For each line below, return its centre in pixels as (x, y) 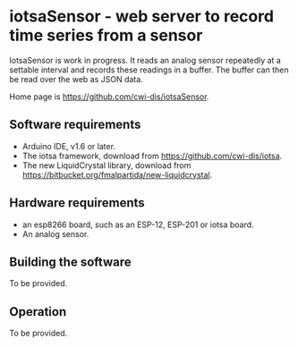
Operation (38, 312)
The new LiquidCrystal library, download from (106, 165)
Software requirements (75, 125)
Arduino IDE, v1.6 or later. (69, 146)
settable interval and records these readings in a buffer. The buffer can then (149, 70)
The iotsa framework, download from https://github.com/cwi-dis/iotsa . (152, 156)
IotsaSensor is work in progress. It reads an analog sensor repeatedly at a (145, 60)
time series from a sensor (106, 35)
